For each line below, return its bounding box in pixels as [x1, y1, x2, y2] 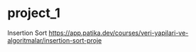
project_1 [7, 5, 60, 21]
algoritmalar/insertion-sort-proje [7, 36, 102, 44]
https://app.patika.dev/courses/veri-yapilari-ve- [48, 28, 189, 37]
